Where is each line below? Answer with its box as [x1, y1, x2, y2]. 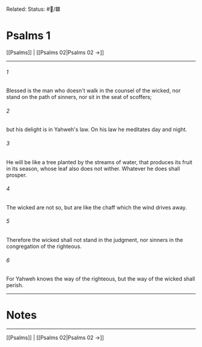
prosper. [6, 171, 27, 179]
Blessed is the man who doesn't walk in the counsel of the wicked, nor [6, 87, 181, 94]
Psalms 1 [6, 29, 51, 43]
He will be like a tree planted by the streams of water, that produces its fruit [6, 158, 192, 165]
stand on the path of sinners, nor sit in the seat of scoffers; [6, 94, 152, 101]
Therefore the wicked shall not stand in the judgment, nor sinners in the [6, 236, 183, 243]
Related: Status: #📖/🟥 [6, 5, 61, 13]
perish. [6, 282, 24, 289]
